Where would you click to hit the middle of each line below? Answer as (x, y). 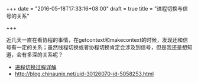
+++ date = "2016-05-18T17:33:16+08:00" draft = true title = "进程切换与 (95, 9)
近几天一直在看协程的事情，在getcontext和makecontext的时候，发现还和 (95, 40)
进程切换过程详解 (35, 67)
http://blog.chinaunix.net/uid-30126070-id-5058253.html (84, 74)
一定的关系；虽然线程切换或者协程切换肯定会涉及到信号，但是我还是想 (102, 47)
